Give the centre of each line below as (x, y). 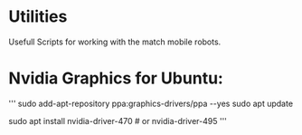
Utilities (38, 17)
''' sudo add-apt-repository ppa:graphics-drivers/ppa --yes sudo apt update (151, 103)
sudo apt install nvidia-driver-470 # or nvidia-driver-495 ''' (118, 121)
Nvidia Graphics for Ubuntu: (116, 78)
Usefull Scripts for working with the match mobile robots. (115, 42)
